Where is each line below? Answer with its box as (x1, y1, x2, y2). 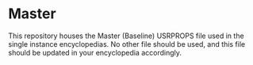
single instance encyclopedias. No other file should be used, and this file (8, 39, 246, 48)
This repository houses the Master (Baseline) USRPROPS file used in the (8, 31, 244, 40)
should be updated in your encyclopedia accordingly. (8, 48, 182, 57)
